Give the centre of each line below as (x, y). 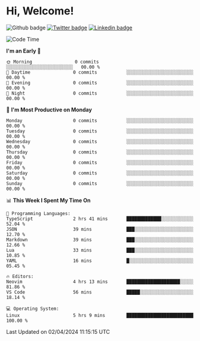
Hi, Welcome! (40, 11)
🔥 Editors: (20, 276)
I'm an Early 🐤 (24, 51)
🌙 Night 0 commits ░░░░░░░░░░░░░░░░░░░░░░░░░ (100, 93)
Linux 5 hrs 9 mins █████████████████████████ (100, 315)
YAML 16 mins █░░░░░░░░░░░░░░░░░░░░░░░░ (100, 261)
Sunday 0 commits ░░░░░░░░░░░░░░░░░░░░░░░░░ (100, 183)
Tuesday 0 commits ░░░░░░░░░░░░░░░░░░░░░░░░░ (100, 131)
